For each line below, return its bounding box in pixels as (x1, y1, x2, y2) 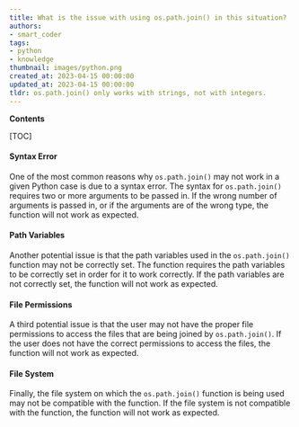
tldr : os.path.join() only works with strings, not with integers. (9, 88, 268, 97)
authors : (9, 22, 42, 31)
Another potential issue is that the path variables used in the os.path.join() (9, 249, 290, 261)
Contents (9, 113, 45, 124)
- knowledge (9, 55, 54, 64)
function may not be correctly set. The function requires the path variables (9, 259, 286, 270)
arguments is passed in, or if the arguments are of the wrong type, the (9, 200, 269, 210)
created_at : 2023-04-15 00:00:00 (9, 72, 135, 81)
